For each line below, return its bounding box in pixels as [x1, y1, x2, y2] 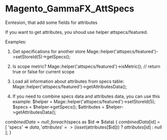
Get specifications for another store [12, 48, 86, 54]
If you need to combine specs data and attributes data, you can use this [12, 93, 161, 99]
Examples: [5, 38, 26, 45]
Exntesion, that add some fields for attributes [5, 19, 98, 25]
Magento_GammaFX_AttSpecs [5, 3, 135, 14]
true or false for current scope [12, 68, 75, 75]
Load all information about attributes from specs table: [12, 78, 125, 84]
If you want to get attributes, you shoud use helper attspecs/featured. [5, 29, 148, 35]
